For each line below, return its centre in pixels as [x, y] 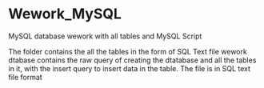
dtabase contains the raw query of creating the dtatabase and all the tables [132, 60]
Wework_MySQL [65, 14]
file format [25, 77]
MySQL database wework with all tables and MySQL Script [105, 36]
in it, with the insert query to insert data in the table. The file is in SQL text [129, 68]
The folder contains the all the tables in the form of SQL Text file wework [128, 51]
